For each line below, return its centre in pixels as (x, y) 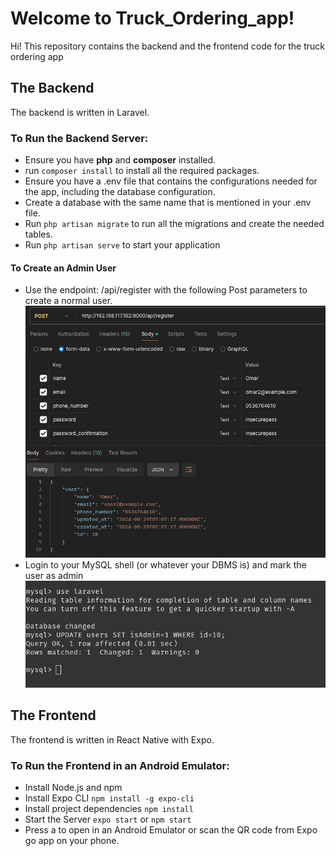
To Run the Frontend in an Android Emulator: (120, 765)
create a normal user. (68, 301)
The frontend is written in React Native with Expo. (112, 739)
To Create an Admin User (63, 268)
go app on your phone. (72, 840)
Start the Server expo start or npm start (108, 819)
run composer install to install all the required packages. (142, 171)
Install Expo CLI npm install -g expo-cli (109, 798)
